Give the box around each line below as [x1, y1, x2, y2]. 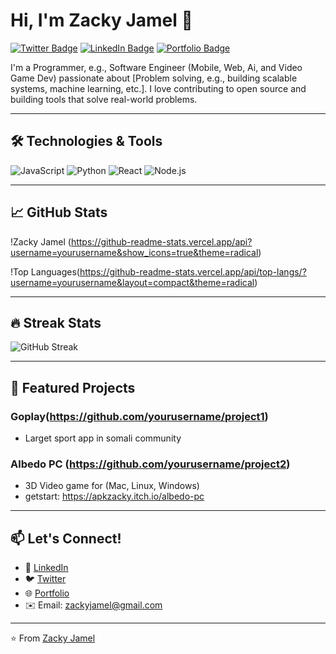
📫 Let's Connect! [10, 530, 122, 547]
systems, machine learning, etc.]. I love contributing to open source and [10, 82, 307, 94]
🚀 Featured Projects [10, 379, 136, 396]
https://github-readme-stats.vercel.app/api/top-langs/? [79, 265, 307, 278]
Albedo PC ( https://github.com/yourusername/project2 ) [10, 457, 291, 471]
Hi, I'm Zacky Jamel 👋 [10, 9, 193, 32]
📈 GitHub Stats [10, 204, 108, 221]
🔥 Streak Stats [10, 314, 102, 331]
